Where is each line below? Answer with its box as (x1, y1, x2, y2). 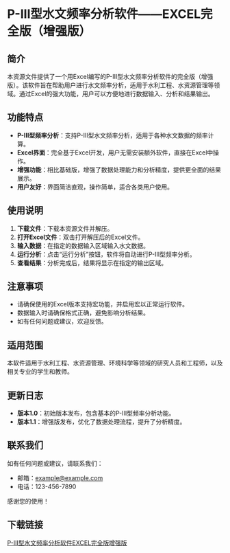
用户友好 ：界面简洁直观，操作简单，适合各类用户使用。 (16, 183, 173, 191)
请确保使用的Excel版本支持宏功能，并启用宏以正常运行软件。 (16, 300, 189, 308)
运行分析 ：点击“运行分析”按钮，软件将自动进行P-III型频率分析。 (16, 250, 196, 258)
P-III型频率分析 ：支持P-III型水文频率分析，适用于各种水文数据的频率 (16, 131, 208, 139)
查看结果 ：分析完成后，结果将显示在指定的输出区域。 (16, 258, 168, 267)
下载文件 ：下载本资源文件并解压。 (16, 224, 114, 232)
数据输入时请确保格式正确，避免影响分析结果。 (16, 308, 149, 317)
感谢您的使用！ (7, 497, 49, 505)
